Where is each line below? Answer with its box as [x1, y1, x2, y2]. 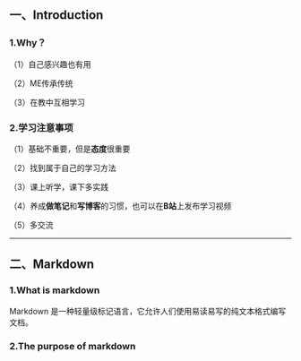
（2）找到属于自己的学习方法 [9, 162, 116, 173]
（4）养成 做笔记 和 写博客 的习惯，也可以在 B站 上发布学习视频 [9, 200, 232, 211]
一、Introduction [9, 7, 104, 23]
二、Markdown [9, 257, 95, 272]
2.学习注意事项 [9, 121, 73, 133]
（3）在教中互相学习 [9, 97, 85, 107]
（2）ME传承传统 [9, 78, 73, 89]
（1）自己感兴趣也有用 [9, 58, 91, 69]
